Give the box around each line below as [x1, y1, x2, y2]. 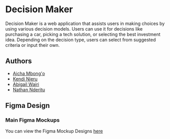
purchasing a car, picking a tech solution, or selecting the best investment [5, 31, 161, 37]
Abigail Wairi [12, 81, 39, 87]
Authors [5, 57, 32, 66]
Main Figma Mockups [5, 117, 60, 124]
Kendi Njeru [12, 75, 38, 82]
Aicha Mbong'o [12, 70, 45, 76]
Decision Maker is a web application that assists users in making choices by [5, 20, 165, 26]
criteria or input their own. [5, 42, 60, 48]
